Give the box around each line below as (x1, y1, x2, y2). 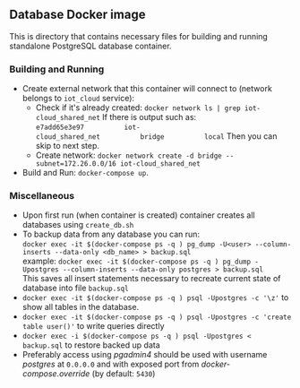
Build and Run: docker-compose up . (21, 168, 150, 178)
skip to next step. (35, 141, 100, 151)
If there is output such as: (102, 112, 197, 123)
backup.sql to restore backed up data (21, 340, 161, 350)
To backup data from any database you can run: (21, 228, 200, 240)
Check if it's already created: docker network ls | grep (35, 102, 241, 113)
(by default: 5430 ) (91, 368, 156, 379)
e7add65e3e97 (35, 123, 85, 133)
